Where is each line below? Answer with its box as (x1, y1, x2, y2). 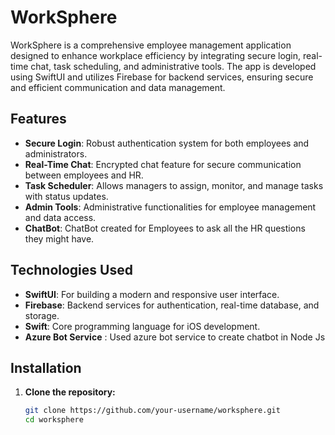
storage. (24, 309, 60, 321)
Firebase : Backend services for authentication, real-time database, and (24, 299, 320, 311)
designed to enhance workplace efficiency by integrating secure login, (10, 49, 302, 61)
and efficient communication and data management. (10, 81, 226, 93)
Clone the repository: (24, 386, 116, 398)
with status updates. (24, 190, 109, 202)
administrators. (24, 147, 88, 160)
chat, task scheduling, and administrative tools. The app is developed (30, 60, 317, 72)
